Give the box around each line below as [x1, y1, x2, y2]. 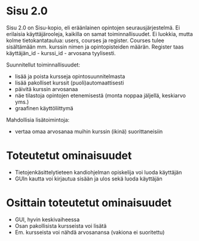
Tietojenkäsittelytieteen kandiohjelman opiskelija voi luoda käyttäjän [14, 168, 182, 176]
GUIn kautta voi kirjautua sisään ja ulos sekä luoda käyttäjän [14, 175, 163, 182]
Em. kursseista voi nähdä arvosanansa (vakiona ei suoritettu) [14, 228, 165, 236]
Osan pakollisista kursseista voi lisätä [14, 222, 107, 229]
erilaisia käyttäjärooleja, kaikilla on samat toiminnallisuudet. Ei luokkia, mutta [6, 30, 193, 37]
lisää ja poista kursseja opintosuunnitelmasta [14, 73, 125, 80]
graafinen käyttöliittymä [14, 104, 74, 112]
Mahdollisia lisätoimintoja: [6, 116, 70, 123]
